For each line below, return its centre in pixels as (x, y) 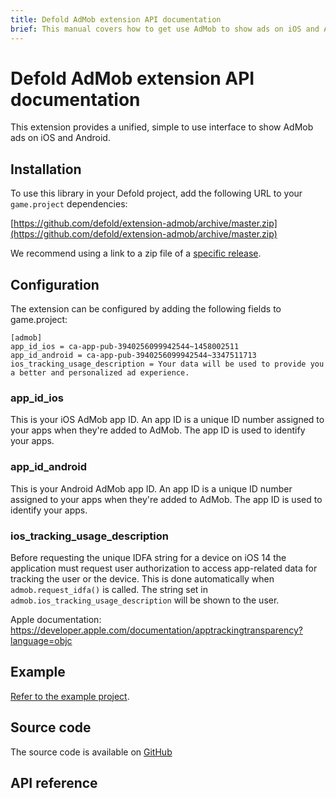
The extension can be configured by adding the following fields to (146, 309)
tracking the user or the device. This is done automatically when (142, 578)
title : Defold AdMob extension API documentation (116, 19)
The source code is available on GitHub (91, 752)
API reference (54, 782)
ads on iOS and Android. (60, 138)
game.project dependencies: (69, 204)
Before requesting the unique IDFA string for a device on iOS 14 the (148, 557)
